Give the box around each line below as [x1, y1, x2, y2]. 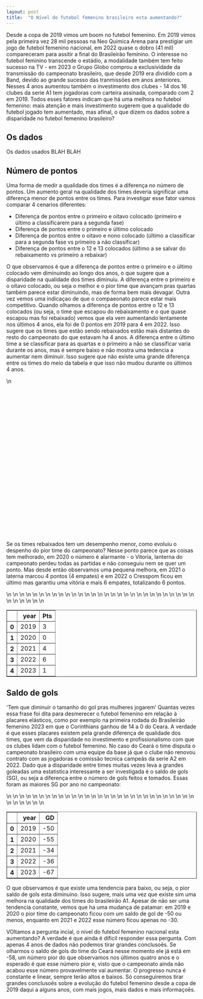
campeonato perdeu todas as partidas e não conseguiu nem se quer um [6, 560, 186, 567]
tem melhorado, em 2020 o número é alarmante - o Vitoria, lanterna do [6, 553, 183, 561]
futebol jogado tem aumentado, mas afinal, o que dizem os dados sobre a [6, 108, 190, 116]
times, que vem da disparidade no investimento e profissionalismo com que [6, 735, 195, 743]
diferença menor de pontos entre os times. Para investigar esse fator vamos [6, 195, 196, 202]
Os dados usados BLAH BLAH [6, 148, 81, 155]
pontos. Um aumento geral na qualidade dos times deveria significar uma [6, 188, 188, 195]
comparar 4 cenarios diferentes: [6, 201, 86, 209]
